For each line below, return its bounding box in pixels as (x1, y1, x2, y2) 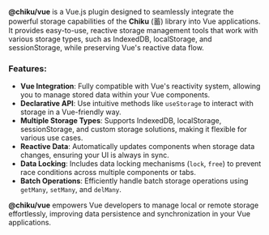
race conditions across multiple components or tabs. (19, 168, 197, 177)
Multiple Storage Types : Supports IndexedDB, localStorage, (19, 116, 222, 126)
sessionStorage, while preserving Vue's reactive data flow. (8, 43, 204, 52)
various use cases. (19, 133, 83, 143)
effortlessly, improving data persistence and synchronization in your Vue (8, 209, 251, 219)
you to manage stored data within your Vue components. (19, 90, 211, 100)
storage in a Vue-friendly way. (19, 107, 122, 117)
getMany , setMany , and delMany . (19, 185, 122, 194)
